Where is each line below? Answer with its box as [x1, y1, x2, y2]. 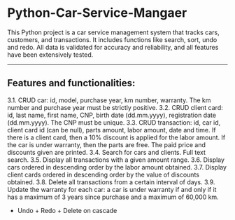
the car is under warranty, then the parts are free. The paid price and [7, 140, 206, 149]
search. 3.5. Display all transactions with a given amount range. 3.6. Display [7, 156, 225, 164]
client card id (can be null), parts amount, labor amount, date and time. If [7, 125, 216, 134]
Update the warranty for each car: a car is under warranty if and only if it [7, 185, 217, 193]
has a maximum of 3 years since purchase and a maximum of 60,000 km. [7, 193, 219, 201]
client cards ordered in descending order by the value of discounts [7, 170, 199, 179]
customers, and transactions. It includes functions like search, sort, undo [7, 35, 218, 43]
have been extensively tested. [7, 50, 94, 59]
